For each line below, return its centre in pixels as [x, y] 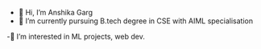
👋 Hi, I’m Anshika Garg [56, 12]
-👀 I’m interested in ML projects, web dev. [76, 37]
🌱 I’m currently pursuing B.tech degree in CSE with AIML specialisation [136, 21]
